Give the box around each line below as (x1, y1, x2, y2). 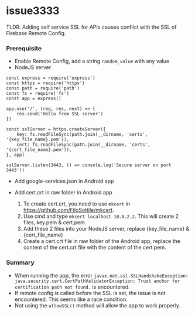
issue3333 (6, 4, 60, 18)
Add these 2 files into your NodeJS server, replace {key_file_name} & (23, 225, 190, 232)
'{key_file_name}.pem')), (6, 136, 69, 143)
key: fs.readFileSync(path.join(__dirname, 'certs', (16, 132, 148, 138)
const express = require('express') (6, 75, 95, 81)
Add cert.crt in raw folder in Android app (14, 189, 112, 196)
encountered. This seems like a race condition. (14, 296, 128, 303)
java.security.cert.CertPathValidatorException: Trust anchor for (14, 278, 180, 284)
